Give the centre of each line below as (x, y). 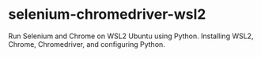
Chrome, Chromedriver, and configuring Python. (87, 44)
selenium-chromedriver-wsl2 (107, 14)
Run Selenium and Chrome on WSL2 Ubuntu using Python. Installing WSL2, (131, 36)
